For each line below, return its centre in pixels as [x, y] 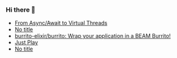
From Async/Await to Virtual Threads [61, 23]
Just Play [26, 43]
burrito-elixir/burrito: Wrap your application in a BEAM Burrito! [92, 36]
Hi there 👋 [21, 10]
